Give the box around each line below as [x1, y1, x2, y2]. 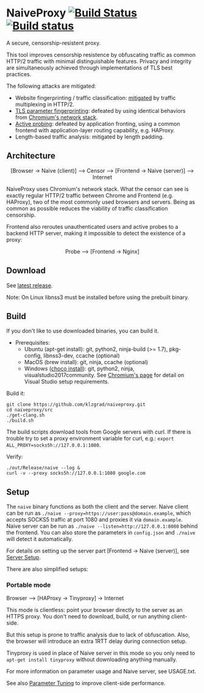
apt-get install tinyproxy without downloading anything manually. [6, 656, 178, 663]
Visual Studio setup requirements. [24, 378, 110, 386]
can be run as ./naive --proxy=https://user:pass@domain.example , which [6, 509, 191, 517]
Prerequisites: [15, 339, 51, 346]
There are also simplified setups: [6, 566, 88, 573]
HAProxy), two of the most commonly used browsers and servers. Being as [6, 198, 195, 206]
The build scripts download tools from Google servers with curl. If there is [6, 428, 191, 436]
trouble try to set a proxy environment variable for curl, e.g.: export [6, 435, 175, 442]
